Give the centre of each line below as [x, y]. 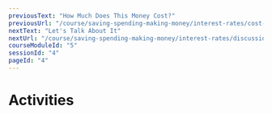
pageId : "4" [28, 61]
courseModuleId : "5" [43, 46]
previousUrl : [30, 23]
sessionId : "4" [34, 53]
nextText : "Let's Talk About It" [65, 31]
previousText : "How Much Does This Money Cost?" [92, 16]
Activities [41, 100]
